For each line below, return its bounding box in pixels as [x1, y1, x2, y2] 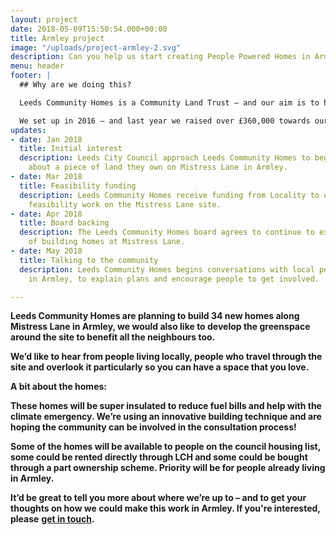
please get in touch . [10, 513, 95, 525]
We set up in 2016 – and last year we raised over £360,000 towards [19, 116, 311, 126]
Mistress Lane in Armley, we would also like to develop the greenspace [10, 321, 311, 333]
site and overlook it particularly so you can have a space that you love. [10, 361, 310, 373]
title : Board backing [19, 218, 110, 228]
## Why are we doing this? [19, 80, 132, 90]
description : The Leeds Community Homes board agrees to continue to [19, 227, 315, 238]
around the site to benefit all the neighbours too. [10, 331, 216, 343]
